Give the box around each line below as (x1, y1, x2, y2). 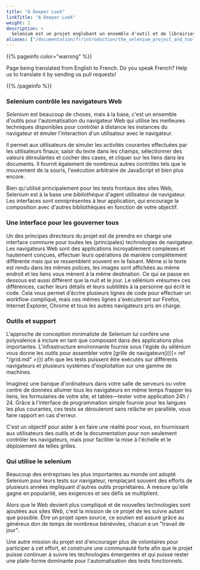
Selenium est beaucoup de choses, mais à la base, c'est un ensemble (6, 111, 177, 118)
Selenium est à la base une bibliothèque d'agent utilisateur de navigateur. (6, 191, 186, 198)
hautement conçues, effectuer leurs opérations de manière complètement (6, 251, 187, 258)
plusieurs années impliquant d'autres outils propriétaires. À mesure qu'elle (6, 483, 189, 491)
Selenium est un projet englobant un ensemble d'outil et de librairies (11, 31, 196, 37)
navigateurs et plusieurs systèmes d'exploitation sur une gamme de (6, 362, 173, 369)
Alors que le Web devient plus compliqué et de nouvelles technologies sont (6, 501, 191, 509)
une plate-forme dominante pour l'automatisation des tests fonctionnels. (6, 557, 184, 565)
